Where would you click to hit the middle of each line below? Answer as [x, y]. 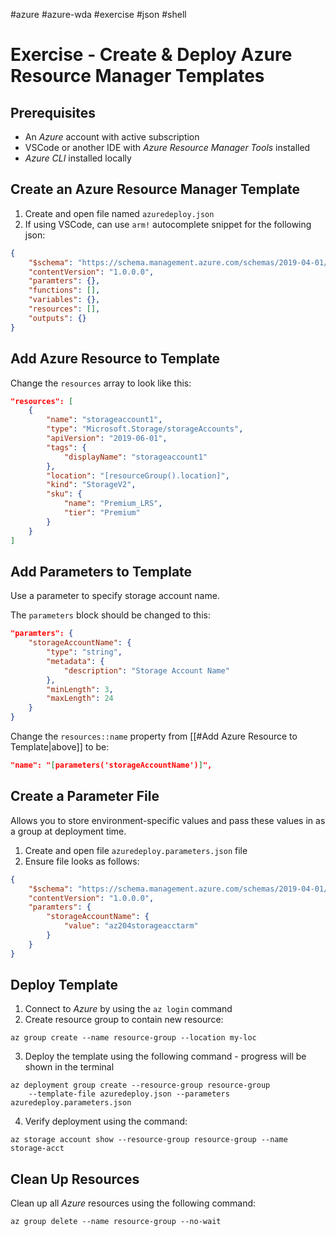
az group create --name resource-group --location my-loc [133, 1038]
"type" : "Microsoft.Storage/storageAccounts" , [145, 429]
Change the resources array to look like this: [101, 383]
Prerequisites [53, 112]
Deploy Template [64, 985]
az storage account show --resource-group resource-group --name [149, 1140]
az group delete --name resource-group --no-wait [116, 1222]
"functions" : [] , [64, 290]
